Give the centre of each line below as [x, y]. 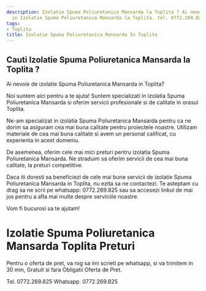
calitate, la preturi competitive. [45, 165]
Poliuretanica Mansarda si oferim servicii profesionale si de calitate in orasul [102, 102]
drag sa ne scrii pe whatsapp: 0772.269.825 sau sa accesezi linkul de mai [100, 190]
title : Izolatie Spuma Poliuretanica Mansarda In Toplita [82, 35]
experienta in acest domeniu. [43, 140]
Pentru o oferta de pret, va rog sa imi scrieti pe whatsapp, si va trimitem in [100, 263]
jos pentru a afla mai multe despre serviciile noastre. [73, 196]
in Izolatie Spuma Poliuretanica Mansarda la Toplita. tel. [90, 18]
